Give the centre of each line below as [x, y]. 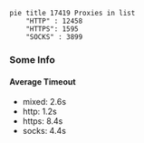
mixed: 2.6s [44, 102]
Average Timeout [43, 81]
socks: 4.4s [44, 131]
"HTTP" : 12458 [54, 21]
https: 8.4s [43, 121]
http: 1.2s [39, 112]
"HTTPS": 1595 [52, 29]
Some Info [33, 59]
